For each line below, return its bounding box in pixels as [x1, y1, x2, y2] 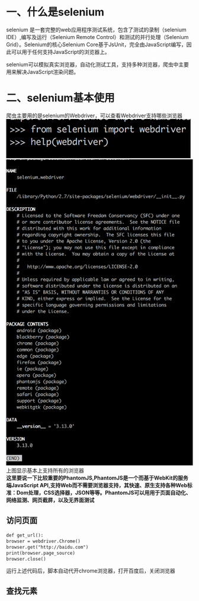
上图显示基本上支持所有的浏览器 [6, 467, 84, 474]
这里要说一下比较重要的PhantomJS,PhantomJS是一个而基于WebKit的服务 [6, 474, 188, 481]
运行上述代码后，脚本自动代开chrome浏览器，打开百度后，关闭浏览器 [6, 567, 176, 574]
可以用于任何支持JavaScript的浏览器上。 [11, 48, 111, 55]
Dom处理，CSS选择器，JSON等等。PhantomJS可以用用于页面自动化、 [16, 489, 191, 496]
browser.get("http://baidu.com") [6, 544, 89, 550]
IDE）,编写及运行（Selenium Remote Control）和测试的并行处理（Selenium [6, 33, 189, 40]
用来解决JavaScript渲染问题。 [6, 68, 79, 75]
